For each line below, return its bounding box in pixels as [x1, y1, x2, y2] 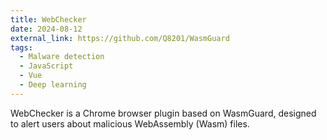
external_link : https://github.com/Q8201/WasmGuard [10, 33, 230, 43]
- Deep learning [19, 80, 87, 90]
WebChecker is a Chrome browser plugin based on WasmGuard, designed [10, 107, 317, 119]
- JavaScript [19, 61, 74, 71]
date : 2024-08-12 [10, 24, 83, 34]
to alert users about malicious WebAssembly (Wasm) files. [10, 117, 250, 130]
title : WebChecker [10, 14, 87, 25]
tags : [10, 42, 33, 53]
